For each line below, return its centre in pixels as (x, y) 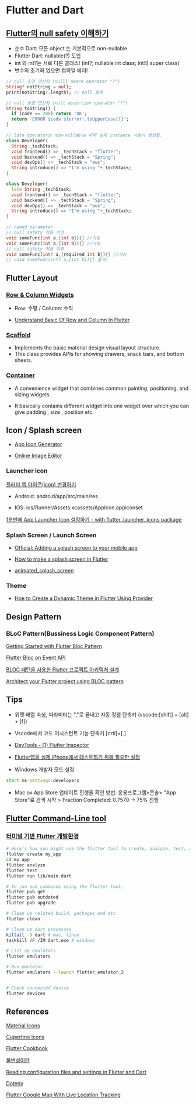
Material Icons (23, 1026)
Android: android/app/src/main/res (56, 496)
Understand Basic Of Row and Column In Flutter (72, 320)
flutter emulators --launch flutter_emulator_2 (65, 972)
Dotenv (15, 1084)
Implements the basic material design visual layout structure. (87, 348)
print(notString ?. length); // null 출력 (55, 92)
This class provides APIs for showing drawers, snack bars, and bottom (99, 354)
